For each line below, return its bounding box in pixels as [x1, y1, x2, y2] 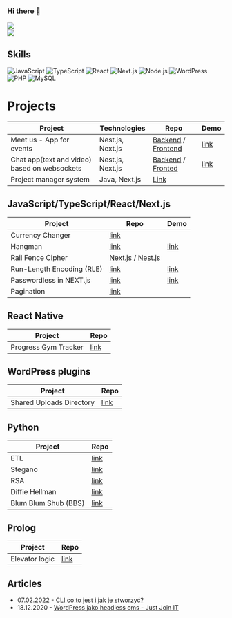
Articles [7, 577, 43, 590]
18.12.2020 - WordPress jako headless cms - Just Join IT [17, 603, 180, 611]
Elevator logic [10, 554, 55, 564]
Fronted [153, 164, 178, 174]
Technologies [99, 124, 146, 133]
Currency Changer [10, 230, 71, 240]
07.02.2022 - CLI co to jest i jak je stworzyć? [17, 596, 144, 604]
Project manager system [10, 175, 90, 185]
